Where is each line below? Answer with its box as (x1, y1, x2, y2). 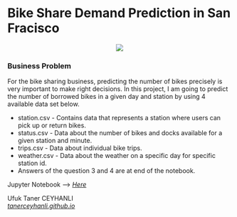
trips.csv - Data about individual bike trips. (17, 144, 142, 152)
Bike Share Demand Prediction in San (7, 5, 231, 21)
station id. (17, 159, 48, 168)
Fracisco (7, 20, 60, 36)
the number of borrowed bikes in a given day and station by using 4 (7, 92, 206, 101)
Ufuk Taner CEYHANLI (7, 194, 73, 203)
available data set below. (7, 100, 80, 108)
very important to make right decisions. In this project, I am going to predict (7, 85, 228, 93)
